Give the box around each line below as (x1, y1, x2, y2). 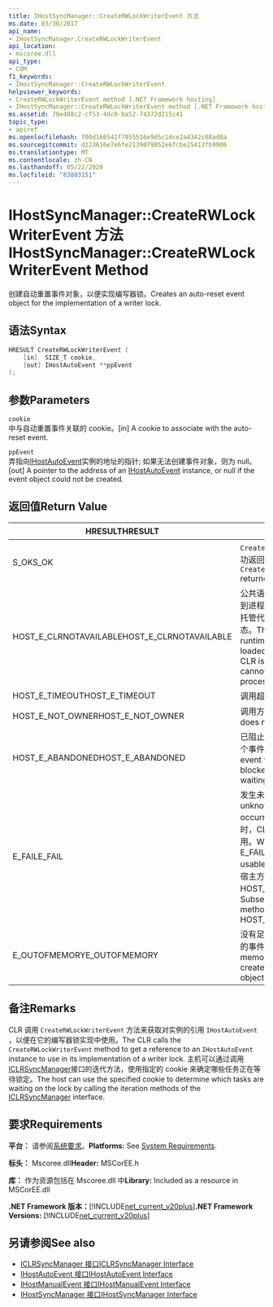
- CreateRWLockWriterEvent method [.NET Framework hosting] (8, 95, 217, 103)
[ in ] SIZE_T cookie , (23, 353, 96, 362)
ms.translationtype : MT (8, 148, 89, 156)
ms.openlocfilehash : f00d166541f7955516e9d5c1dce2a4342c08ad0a (8, 133, 227, 141)
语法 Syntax (8, 323, 67, 338)
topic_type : (8, 118, 49, 126)
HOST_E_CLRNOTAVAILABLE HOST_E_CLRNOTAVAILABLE (12, 630, 233, 642)
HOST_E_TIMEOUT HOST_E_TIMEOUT (12, 690, 156, 701)
